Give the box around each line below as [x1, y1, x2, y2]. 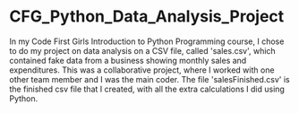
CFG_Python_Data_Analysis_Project [9, 6, 285, 27]
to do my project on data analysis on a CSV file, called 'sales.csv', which [9, 45, 276, 56]
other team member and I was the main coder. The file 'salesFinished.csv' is [9, 74, 291, 84]
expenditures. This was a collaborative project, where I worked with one [9, 65, 275, 75]
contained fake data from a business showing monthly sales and [9, 55, 247, 65]
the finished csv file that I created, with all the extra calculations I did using [9, 83, 285, 94]
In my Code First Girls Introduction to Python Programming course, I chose [9, 36, 285, 47]
